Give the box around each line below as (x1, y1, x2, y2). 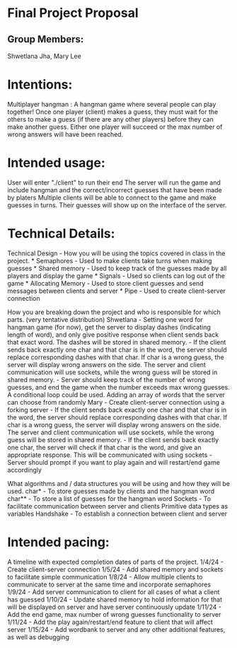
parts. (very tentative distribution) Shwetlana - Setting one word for (7, 315, 204, 323)
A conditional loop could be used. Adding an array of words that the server (7, 390, 225, 399)
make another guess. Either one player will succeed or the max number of (7, 122, 223, 131)
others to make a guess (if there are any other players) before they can (7, 115, 214, 123)
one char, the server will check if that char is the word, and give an (7, 443, 202, 451)
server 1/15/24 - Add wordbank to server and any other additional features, (7, 625, 226, 634)
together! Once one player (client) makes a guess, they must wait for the (7, 108, 219, 116)
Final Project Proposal (7, 5, 139, 21)
